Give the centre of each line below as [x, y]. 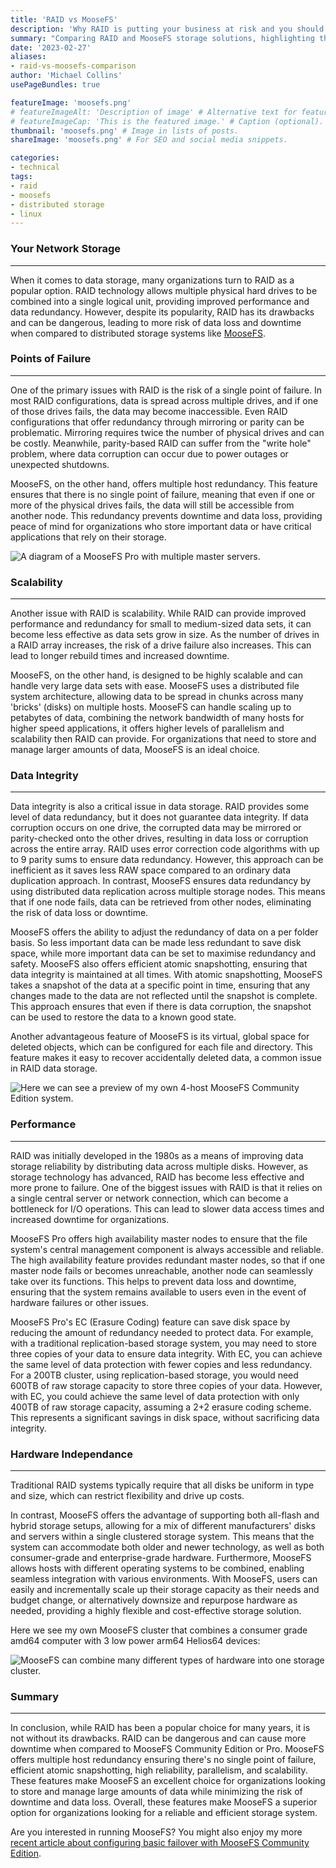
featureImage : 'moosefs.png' [71, 102]
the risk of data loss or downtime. [79, 913]
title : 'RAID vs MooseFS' [64, 19]
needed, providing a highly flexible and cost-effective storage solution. [156, 1611]
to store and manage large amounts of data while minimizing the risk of [156, 1792]
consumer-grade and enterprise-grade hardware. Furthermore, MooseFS [161, 1558]
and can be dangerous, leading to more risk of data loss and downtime [156, 322]
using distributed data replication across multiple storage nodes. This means [168, 892]
